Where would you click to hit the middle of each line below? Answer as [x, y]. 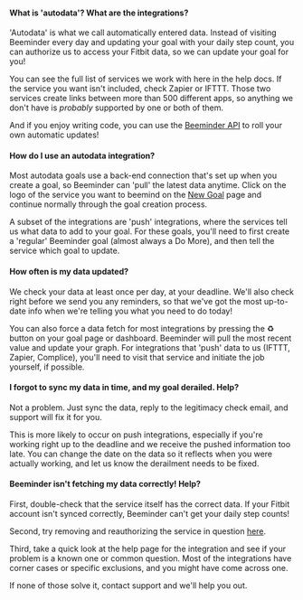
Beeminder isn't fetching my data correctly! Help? [105, 484]
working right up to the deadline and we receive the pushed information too [150, 444]
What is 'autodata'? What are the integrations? [99, 13]
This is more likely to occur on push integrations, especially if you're [137, 435]
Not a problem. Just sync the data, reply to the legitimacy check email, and [149, 408]
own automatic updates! [54, 135]
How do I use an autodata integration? [82, 155]
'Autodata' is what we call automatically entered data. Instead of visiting [143, 33]
